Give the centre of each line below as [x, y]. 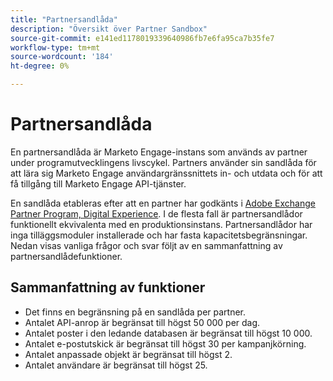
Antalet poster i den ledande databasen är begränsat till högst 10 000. [168, 333]
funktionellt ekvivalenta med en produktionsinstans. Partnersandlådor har [161, 224]
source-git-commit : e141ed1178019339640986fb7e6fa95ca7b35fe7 [142, 38]
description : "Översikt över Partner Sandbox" [109, 29]
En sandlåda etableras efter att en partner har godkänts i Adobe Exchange [163, 203]
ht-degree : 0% [40, 66]
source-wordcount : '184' [62, 57]
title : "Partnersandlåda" [64, 19]
